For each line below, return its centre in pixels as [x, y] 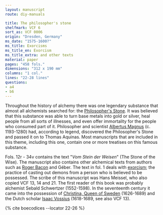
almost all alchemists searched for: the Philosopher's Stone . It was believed [81, 110]
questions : [16, 82]
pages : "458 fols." [25, 64]
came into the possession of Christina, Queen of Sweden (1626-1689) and [80, 193]
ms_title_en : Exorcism [28, 50]
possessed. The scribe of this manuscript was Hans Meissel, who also [76, 178]
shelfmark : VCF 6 [23, 27]
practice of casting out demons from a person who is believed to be [74, 172]
